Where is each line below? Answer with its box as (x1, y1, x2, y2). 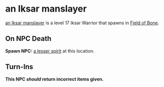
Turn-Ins (5, 63, 33, 71)
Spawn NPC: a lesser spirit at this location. (5, 48, 95, 54)
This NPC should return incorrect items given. (5, 76, 104, 82)
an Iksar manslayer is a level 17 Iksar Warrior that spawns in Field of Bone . (5, 20, 159, 26)
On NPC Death (5, 34, 52, 43)
